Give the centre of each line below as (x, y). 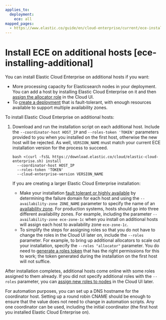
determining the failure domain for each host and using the (80, 198)
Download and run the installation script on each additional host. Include (86, 127)
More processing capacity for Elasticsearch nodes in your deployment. (84, 87)
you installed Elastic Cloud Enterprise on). (48, 312)
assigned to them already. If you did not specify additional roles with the (79, 276)
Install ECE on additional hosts (69, 53)
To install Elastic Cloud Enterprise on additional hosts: (60, 117)
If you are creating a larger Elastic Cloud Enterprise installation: (76, 183)
